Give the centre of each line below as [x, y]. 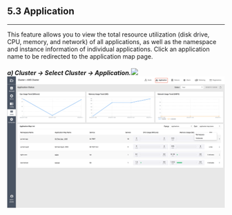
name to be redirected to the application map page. [80, 56]
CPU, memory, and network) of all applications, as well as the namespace [112, 41]
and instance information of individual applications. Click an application [108, 49]
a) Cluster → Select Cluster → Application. [69, 73]
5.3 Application [41, 11]
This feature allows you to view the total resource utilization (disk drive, [108, 34]
